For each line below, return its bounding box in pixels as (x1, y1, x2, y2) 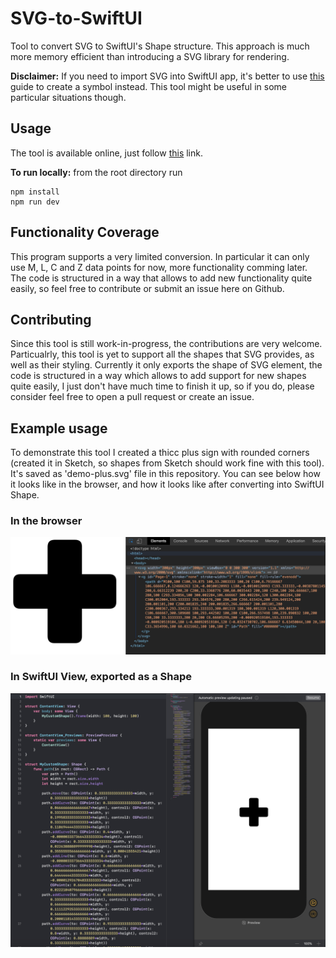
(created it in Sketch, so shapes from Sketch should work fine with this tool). (10, 457, 325, 469)
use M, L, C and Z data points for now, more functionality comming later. (10, 261, 308, 273)
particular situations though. (10, 91, 127, 103)
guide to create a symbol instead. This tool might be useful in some (10, 80, 287, 92)
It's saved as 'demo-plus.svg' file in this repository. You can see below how (10, 468, 321, 480)
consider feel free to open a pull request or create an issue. (10, 391, 255, 403)
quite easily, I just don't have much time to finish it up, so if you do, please (10, 380, 315, 392)
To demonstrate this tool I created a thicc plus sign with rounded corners (10, 447, 310, 459)
